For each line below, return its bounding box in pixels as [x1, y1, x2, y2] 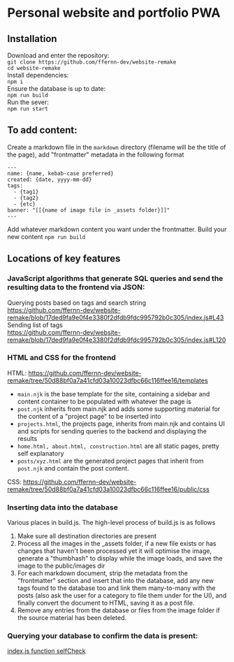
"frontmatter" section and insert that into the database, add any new [17, 577, 214, 585]
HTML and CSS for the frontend [7, 353, 117, 363]
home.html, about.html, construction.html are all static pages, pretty [17, 442, 220, 450]
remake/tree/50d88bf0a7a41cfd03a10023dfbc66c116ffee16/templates [7, 376, 208, 384]
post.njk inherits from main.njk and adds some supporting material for [17, 404, 221, 413]
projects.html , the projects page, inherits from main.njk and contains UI [17, 419, 225, 428]
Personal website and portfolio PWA [7, 5, 221, 21]
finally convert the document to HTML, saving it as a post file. [17, 599, 195, 607]
